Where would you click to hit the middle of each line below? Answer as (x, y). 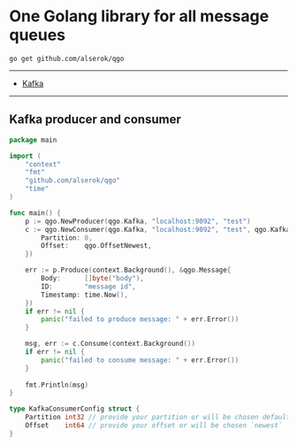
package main (33, 140)
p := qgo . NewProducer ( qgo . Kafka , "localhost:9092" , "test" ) (138, 221)
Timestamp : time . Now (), (84, 295)
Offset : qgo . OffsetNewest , (96, 246)
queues (38, 35)
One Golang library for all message (139, 16)
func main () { (35, 213)
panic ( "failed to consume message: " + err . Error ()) (140, 360)
